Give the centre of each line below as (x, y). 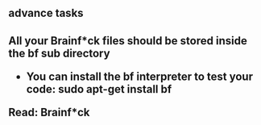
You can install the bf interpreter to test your (140, 76)
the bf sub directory (59, 53)
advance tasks (46, 13)
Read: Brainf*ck (49, 112)
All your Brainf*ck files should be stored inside (128, 41)
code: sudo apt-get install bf (99, 89)
